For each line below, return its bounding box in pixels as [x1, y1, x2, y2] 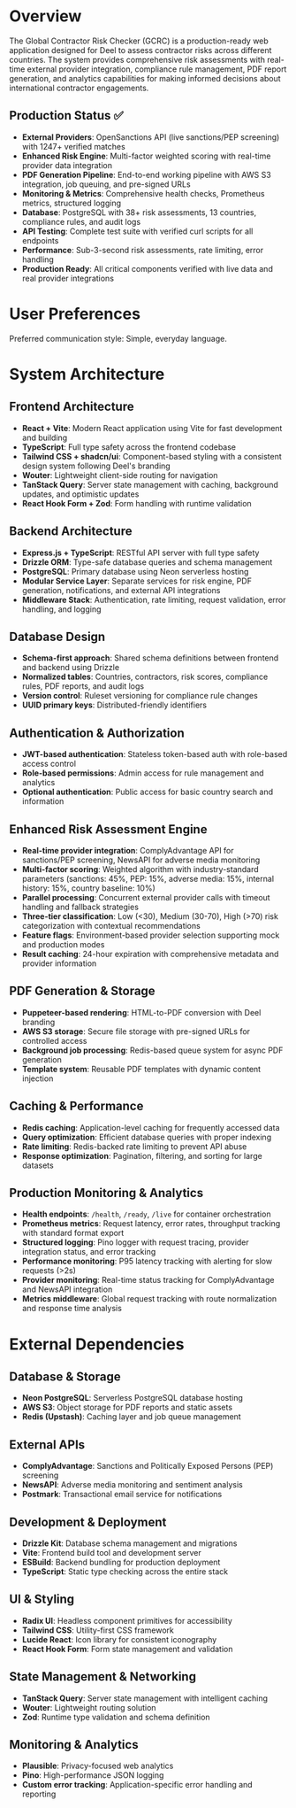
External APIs [9, 1437, 86, 1452]
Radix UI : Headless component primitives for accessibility [21, 1615, 232, 1626]
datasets [21, 1160, 55, 1171]
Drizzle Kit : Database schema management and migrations [21, 1538, 238, 1549]
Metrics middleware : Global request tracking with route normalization [21, 1294, 277, 1304]
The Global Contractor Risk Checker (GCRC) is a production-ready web [9, 35, 269, 46]
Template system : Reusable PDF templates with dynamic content [21, 1063, 262, 1074]
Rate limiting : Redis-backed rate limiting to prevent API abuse [21, 1140, 247, 1152]
